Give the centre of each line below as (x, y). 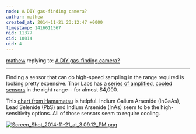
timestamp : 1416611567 (34, 28)
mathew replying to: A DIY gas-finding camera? (63, 60)
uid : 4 (14, 44)
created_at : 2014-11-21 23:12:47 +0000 (55, 22)
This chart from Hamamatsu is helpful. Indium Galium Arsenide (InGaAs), (93, 101)
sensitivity (18, 113)
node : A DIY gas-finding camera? (47, 11)
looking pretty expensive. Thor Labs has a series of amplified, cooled (89, 83)
